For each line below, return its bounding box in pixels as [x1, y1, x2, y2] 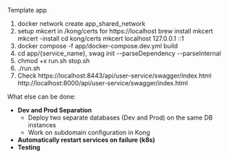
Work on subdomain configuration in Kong [27, 129, 151, 136]
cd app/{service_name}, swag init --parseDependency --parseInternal [17, 49, 221, 57]
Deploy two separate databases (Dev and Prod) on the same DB [27, 113, 213, 122]
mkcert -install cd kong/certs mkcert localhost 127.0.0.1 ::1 [17, 34, 185, 43]
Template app [7, 6, 47, 14]
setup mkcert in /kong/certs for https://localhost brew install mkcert [17, 27, 213, 35]
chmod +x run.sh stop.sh [17, 57, 90, 65]
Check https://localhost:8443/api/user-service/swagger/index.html [17, 71, 212, 80]
